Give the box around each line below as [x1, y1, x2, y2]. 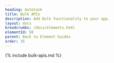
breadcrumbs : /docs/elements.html [5, 25, 76, 30]
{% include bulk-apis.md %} [5, 52, 62, 58]
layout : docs [5, 21, 32, 26]
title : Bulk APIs [5, 12, 40, 17]
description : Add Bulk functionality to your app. [5, 16, 110, 21]
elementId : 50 [5, 30, 34, 35]
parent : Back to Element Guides [5, 35, 71, 40]
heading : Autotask [5, 7, 42, 12]
